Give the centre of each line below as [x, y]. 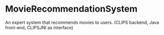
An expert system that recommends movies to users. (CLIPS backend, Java [82, 22]
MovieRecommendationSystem [71, 9]
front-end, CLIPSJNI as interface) [39, 27]
